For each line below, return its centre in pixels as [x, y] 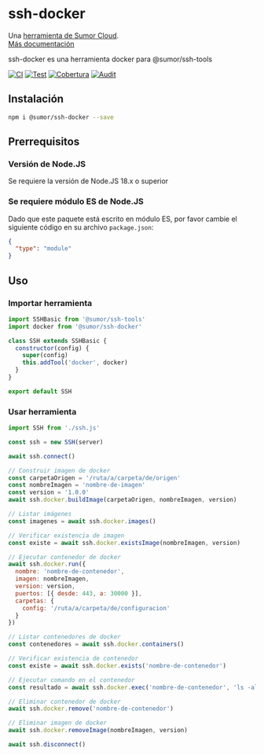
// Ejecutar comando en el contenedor [71, 680]
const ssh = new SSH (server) [56, 442]
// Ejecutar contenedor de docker [65, 557]
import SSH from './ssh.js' [54, 428]
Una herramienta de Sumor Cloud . [64, 35]
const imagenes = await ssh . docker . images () [82, 521]
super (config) [45, 355]
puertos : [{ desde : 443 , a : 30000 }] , [79, 593]
